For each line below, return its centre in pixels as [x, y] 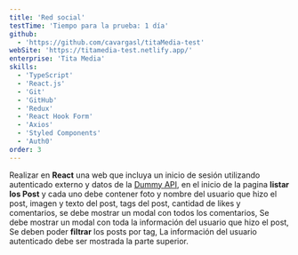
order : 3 [25, 149]
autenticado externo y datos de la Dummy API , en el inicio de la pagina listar [149, 184]
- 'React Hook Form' [55, 116]
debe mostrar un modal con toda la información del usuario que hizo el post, [149, 222]
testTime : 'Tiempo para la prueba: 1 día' [89, 26]
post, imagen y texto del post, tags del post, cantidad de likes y [125, 203]
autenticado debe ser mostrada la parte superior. [99, 241]
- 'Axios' [35, 125]
